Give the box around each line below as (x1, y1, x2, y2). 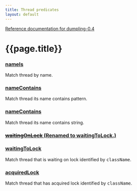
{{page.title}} (5, 43, 62, 54)
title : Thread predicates (5, 7, 59, 12)
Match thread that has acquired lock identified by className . (5, 180, 133, 187)
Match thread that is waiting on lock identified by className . (5, 156, 132, 162)
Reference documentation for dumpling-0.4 (5, 25, 95, 31)
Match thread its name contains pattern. (5, 95, 88, 102)
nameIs (5, 61, 24, 68)
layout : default (5, 12, 39, 17)
